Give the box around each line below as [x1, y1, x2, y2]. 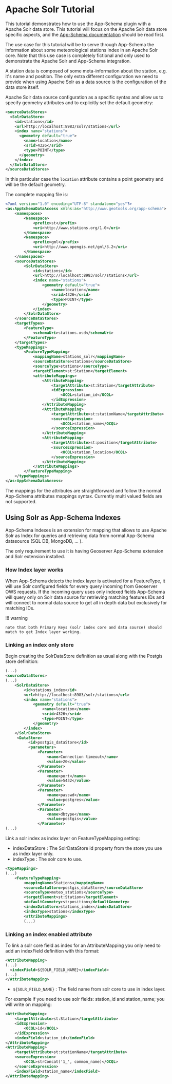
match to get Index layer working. [5, 630, 82, 635]
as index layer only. [12, 851, 54, 857]
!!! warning [5, 615, 28, 621]
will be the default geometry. [5, 181, 66, 188]
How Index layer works [5, 566, 64, 573]
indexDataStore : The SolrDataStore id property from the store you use [12, 845, 162, 851]
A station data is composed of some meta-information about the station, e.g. [5, 68, 167, 74]
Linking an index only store [5, 641, 74, 648]
